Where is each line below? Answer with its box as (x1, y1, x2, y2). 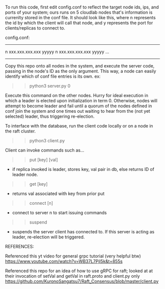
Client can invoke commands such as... (5, 147, 84, 153)
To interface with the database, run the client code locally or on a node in (5, 123, 153, 128)
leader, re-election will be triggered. (12, 234, 85, 240)
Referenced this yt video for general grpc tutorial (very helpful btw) (5, 253, 141, 259)
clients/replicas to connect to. (5, 25, 65, 31)
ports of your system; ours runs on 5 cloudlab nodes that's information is (5, 9, 153, 15)
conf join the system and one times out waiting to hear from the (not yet (5, 108, 151, 114)
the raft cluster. (5, 128, 36, 134)
